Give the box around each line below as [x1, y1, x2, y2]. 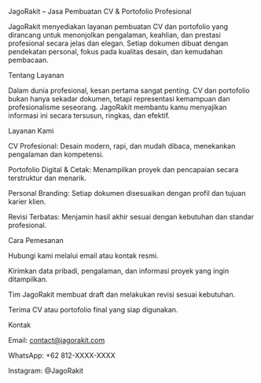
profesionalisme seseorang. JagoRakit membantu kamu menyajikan [8, 102, 227, 112]
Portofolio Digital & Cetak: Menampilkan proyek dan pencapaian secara [8, 165, 239, 174]
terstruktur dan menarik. [8, 173, 86, 182]
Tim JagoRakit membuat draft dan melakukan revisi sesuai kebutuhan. [8, 290, 236, 299]
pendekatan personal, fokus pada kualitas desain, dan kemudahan [8, 47, 223, 56]
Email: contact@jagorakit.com [8, 336, 105, 344]
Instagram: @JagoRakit [8, 366, 84, 375]
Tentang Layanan [8, 71, 64, 79]
